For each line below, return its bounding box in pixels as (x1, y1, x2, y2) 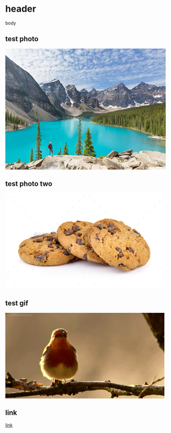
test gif (5, 299, 28, 308)
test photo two (5, 179, 52, 188)
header (5, 3, 37, 15)
